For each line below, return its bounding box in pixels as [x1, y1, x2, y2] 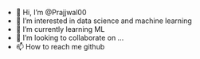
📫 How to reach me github [15, 42, 105, 51]
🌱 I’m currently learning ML [15, 25, 105, 33]
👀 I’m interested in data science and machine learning [15, 16, 193, 26]
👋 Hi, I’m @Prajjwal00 [15, 8, 87, 17]
